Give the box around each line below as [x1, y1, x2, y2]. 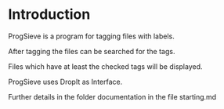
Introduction [8, 5, 91, 24]
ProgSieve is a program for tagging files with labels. [8, 31, 175, 41]
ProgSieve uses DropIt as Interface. [8, 77, 123, 86]
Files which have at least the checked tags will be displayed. [8, 61, 203, 71]
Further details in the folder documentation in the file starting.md [8, 92, 217, 101]
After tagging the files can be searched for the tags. [8, 46, 175, 56]
